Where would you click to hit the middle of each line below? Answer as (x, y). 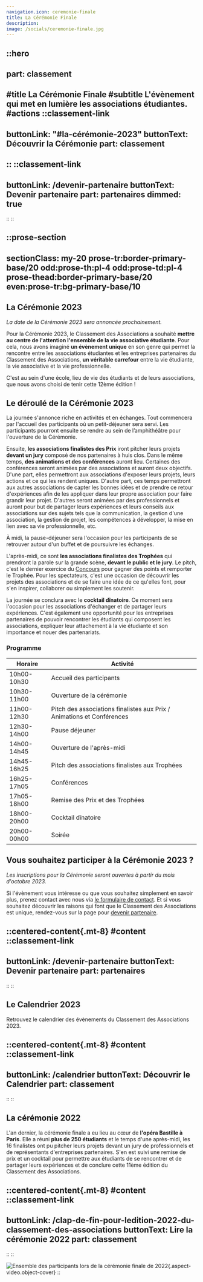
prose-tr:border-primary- (137, 258)
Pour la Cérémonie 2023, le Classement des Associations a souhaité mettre (101, 334)
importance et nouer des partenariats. (53, 632)
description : (23, 23)
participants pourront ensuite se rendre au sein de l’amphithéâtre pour (94, 431)
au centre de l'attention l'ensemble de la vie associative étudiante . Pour (98, 340)
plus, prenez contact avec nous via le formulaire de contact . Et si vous (94, 899)
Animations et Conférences (90, 717)
